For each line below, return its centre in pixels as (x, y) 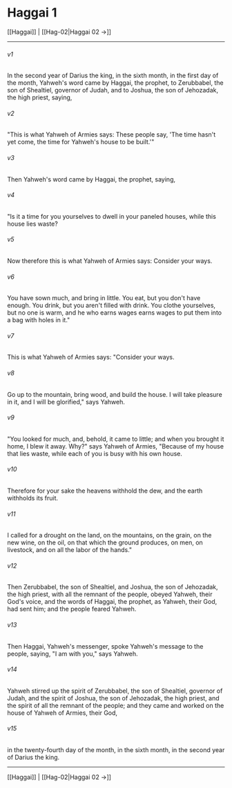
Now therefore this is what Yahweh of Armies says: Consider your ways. (110, 261)
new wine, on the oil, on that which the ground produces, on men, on (105, 542)
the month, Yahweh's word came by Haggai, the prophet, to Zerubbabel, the (115, 83)
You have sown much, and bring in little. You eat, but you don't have (104, 298)
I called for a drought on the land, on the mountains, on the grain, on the (109, 535)
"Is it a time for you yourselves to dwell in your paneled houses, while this (112, 216)
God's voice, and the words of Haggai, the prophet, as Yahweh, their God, (112, 602)
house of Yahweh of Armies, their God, (62, 713)
